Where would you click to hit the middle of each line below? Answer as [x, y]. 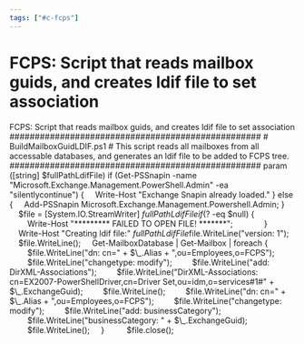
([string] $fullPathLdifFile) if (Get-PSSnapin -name [103, 175]
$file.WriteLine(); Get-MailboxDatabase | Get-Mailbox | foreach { [143, 243]
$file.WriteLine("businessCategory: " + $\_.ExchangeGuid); [137, 320]
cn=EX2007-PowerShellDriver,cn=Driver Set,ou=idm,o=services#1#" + [142, 281]
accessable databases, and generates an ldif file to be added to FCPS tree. [149, 156]
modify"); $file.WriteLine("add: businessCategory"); [115, 310]
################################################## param [148, 166]
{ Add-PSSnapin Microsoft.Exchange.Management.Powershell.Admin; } [147, 204]
